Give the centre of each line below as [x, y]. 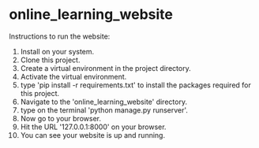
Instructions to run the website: [60, 36]
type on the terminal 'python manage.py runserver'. [104, 110]
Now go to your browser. [61, 118]
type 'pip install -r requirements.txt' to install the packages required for [135, 85]
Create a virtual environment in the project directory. [106, 68]
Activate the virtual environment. [73, 76]
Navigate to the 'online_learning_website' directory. [104, 102]
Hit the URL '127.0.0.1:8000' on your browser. [93, 127]
